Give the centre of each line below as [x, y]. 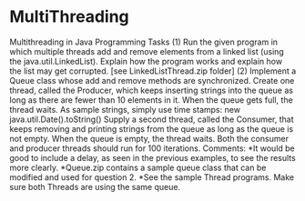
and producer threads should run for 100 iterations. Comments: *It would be [152, 148]
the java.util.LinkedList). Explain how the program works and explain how [146, 61]
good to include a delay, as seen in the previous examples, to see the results [152, 157]
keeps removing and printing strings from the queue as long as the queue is [152, 128]
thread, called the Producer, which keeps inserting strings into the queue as [152, 90]
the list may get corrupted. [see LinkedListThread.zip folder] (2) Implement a [153, 71]
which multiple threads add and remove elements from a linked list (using [147, 51]
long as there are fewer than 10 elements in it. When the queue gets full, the [151, 100]
